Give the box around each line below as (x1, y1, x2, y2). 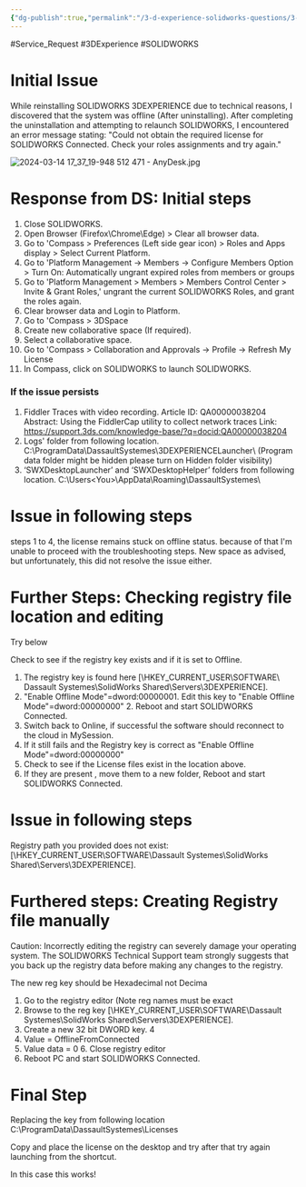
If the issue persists (10, 385, 99, 398)
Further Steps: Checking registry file (10, 587, 292, 607)
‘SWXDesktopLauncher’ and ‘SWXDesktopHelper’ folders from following (23, 464, 295, 475)
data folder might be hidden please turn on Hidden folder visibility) (23, 454, 273, 465)
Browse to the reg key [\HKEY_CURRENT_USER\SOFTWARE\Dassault (23, 1004, 282, 1015)
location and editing (10, 606, 164, 627)
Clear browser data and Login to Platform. (23, 305, 181, 316)
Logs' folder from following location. (23, 435, 160, 446)
